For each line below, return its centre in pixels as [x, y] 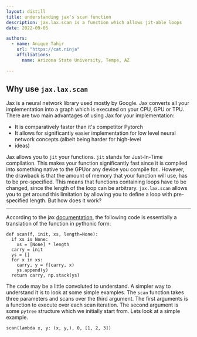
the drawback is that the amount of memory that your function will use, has [97, 176]
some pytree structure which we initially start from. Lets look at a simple [93, 311]
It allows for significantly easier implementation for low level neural [95, 133]
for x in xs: [27, 260]
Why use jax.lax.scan [47, 89]
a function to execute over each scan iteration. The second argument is [92, 305]
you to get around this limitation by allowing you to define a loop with [89, 195]
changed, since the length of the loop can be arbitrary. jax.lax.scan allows [97, 188]
